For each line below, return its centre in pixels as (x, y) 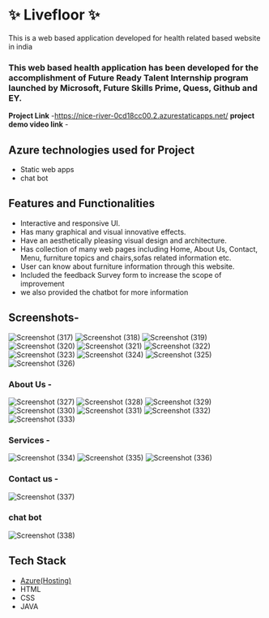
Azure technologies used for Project (102, 150)
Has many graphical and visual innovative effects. (103, 231)
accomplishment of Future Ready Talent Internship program (128, 77)
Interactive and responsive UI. (70, 223)
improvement (42, 283)
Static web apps (47, 170)
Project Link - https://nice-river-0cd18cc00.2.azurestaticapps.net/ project (132, 116)
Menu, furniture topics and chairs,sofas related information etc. (126, 257)
